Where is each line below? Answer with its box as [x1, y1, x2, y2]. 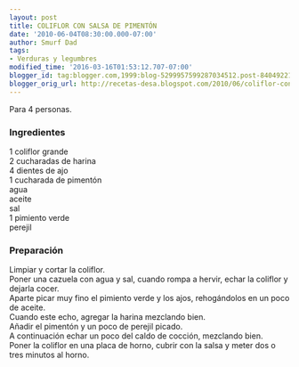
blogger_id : [9, 71, 53, 80]
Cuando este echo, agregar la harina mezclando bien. [9, 312, 206, 322]
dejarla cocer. [9, 283, 60, 294]
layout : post [9, 12, 58, 22]
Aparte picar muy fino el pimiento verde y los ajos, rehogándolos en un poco [9, 293, 290, 304]
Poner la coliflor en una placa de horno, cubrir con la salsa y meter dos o [9, 340, 276, 351]
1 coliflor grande [9, 146, 69, 157]
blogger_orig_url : [9, 79, 77, 88]
